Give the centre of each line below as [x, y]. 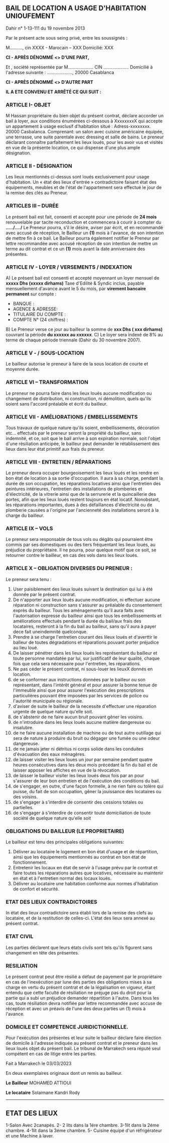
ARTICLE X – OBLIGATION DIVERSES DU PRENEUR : [69, 568]
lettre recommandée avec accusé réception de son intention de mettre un [82, 243]
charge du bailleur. [25, 515]
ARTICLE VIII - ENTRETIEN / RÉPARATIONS [58, 462]
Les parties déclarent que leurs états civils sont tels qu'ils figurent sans [79, 947]
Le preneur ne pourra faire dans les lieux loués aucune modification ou [79, 393]
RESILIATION [22, 966]
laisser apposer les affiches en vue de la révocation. [67, 770]
